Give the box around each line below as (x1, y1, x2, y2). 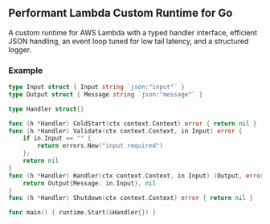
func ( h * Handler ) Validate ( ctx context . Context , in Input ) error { (8, 127, 243, 135)
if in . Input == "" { (22, 134, 92, 143)
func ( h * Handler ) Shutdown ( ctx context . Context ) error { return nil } (8, 194, 254, 202)
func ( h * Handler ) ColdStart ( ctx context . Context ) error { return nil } (8, 120, 257, 128)
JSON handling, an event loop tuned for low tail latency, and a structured (8, 36, 249, 46)
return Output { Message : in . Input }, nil (22, 179, 157, 187)
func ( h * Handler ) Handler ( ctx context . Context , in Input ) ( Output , (8, 172, 243, 180)
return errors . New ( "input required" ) (37, 142, 163, 150)
